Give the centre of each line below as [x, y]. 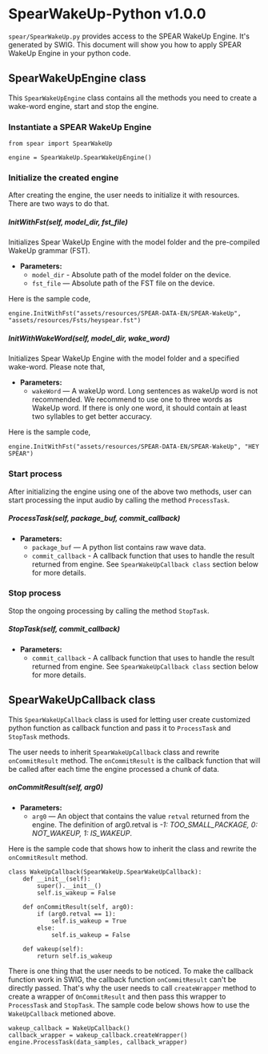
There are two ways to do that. [59, 204]
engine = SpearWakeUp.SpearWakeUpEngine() [80, 158]
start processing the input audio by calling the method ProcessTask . [119, 500]
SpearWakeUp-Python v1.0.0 [107, 14]
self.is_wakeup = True [89, 921]
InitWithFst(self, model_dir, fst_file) [68, 222]
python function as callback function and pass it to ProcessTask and [120, 728]
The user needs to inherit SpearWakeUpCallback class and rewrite [114, 752]
